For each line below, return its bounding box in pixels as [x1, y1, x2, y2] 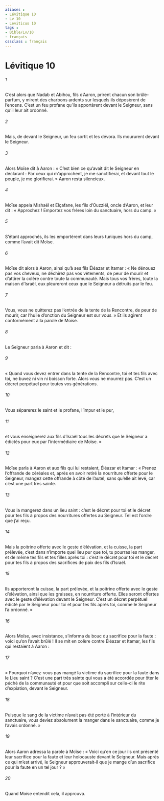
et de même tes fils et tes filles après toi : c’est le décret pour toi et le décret [5, 554, 158, 560]
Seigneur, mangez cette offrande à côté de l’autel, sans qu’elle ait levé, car [5, 475, 155, 481]
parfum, [5, 97, 21, 103]
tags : [5, 25, 19, 30]
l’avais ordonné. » [5, 722, 41, 728]
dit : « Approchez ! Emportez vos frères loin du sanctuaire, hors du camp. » [5, 207, 157, 213]
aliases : [5, 7, 25, 12]
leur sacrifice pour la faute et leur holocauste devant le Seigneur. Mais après [5, 754, 159, 759]
